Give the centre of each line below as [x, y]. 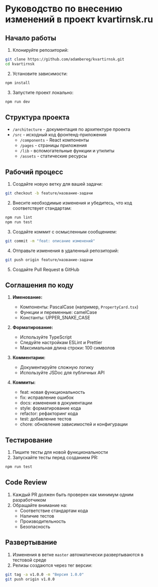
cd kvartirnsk [20, 64]
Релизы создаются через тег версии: [52, 565]
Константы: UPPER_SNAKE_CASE [55, 318]
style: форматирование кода [50, 408]
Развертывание [31, 542]
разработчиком [29, 500]
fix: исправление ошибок [47, 397]
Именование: [27, 297]
